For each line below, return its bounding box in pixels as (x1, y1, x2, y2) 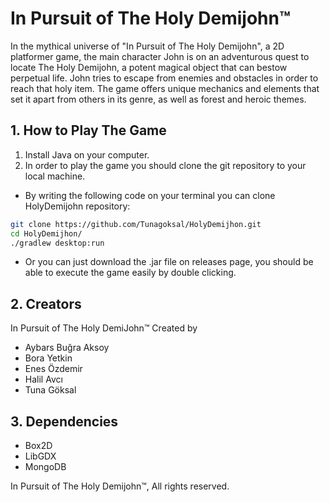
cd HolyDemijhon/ (10, 228, 83, 239)
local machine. (24, 170, 86, 182)
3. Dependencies (10, 413, 119, 430)
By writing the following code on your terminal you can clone (24, 189, 276, 201)
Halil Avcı (24, 373, 63, 386)
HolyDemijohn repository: (24, 200, 131, 212)
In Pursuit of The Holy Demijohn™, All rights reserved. (10, 480, 230, 492)
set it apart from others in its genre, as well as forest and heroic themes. (10, 93, 307, 105)
